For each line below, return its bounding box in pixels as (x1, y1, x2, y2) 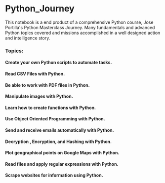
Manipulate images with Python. (5, 93, 73, 99)
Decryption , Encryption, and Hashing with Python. (5, 139, 112, 145)
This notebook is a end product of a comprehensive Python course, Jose (5, 19, 154, 25)
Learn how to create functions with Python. (5, 105, 96, 110)
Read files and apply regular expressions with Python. (5, 161, 119, 167)
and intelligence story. (5, 35, 50, 41)
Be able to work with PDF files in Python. (5, 82, 90, 88)
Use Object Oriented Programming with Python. (5, 116, 105, 122)
